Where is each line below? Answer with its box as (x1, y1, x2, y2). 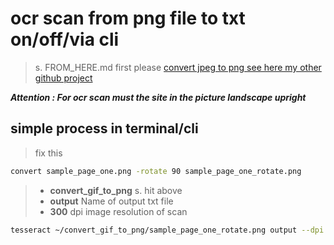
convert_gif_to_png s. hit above (49, 184, 183, 196)
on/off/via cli (10, 28, 120, 51)
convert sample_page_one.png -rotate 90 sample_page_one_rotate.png (10, 166, 302, 176)
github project (34, 72, 93, 84)
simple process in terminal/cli (10, 120, 199, 137)
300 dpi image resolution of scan (49, 205, 188, 217)
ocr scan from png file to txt (10, 7, 246, 30)
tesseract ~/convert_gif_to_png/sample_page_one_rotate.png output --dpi (10, 225, 325, 235)
